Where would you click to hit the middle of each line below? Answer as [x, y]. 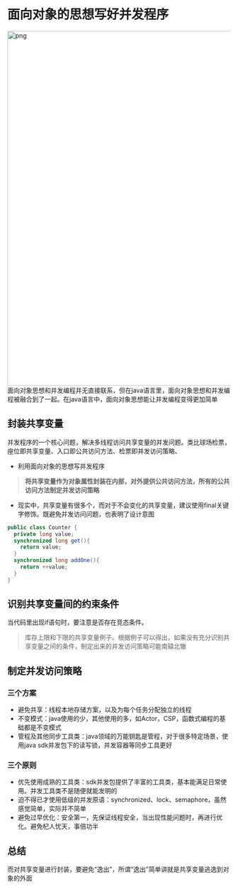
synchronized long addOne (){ [57, 561]
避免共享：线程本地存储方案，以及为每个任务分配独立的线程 [104, 709]
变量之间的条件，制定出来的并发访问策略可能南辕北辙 [108, 646]
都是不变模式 [42, 727]
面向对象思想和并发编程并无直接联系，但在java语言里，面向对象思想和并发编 [119, 390]
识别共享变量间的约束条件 [63, 604]
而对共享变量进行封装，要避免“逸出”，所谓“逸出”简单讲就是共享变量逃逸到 [115, 869]
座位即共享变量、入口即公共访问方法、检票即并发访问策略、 [94, 451]
